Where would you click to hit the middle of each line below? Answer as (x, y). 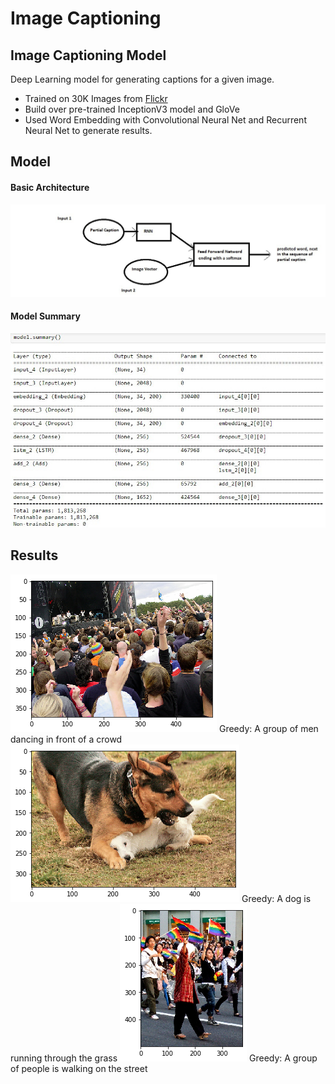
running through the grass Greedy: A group (164, 1058)
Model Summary (45, 316)
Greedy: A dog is (276, 898)
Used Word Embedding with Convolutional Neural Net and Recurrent (165, 120)
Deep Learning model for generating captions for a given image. (142, 79)
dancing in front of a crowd (66, 739)
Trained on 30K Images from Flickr (96, 98)
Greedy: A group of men (268, 728)
